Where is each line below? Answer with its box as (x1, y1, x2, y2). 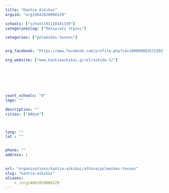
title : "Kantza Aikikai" (5, 7, 57, 13)
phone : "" (5, 148, 26, 153)
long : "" (5, 130, 24, 135)
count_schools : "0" (5, 93, 46, 98)
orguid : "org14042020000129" (5, 12, 66, 17)
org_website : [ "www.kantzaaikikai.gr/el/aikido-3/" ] (5, 57, 118, 63)
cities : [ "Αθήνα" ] (5, 111, 44, 116)
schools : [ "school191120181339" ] (5, 21, 75, 26)
